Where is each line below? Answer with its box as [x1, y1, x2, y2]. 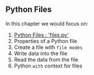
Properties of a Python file [13, 37, 77, 44]
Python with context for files [13, 62, 83, 69]
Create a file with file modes [13, 44, 83, 51]
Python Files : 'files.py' [13, 31, 69, 38]
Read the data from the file [13, 56, 79, 63]
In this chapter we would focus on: [5, 20, 89, 27]
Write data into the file [13, 49, 68, 57]
